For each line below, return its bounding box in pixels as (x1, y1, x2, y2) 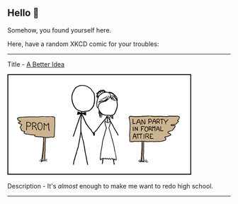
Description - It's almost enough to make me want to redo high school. (7, 181, 214, 190)
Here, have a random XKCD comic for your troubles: (7, 40, 159, 48)
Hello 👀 (7, 7, 40, 19)
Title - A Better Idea (7, 59, 65, 68)
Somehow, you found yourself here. (7, 25, 112, 34)
